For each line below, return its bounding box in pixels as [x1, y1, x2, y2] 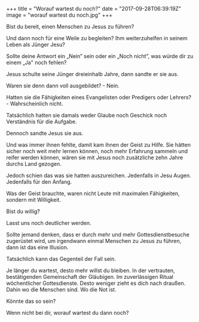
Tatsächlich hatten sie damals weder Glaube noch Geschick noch [6, 112, 167, 119]
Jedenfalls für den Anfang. [6, 178, 72, 185]
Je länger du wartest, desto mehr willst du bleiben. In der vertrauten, [6, 267, 175, 274]
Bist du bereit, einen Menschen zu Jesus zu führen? [6, 23, 134, 30]
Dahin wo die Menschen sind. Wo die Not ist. [6, 286, 117, 293]
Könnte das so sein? [6, 297, 56, 305]
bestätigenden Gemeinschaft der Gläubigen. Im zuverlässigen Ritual [6, 274, 173, 280]
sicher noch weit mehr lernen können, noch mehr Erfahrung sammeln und [6, 148, 188, 154]
